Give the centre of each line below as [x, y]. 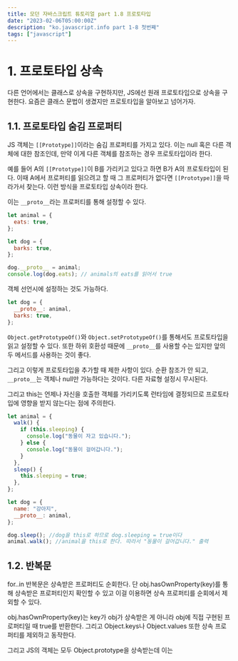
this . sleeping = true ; [54, 476]
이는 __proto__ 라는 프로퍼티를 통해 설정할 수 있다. [77, 202]
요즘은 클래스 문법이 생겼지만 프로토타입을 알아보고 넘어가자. [112, 101]
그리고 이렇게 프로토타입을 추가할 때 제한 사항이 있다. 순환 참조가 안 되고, [108, 370]
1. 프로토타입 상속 [55, 71]
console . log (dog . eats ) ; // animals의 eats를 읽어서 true [90, 274]
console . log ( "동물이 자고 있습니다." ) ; [79, 436]
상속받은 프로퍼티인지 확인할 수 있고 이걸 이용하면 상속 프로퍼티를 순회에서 [118, 593]
